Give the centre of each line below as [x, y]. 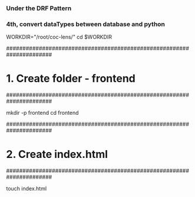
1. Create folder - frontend [71, 79]
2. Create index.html [57, 154]
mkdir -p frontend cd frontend [42, 113]
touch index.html [27, 189]
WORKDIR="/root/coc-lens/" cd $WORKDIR [59, 37]
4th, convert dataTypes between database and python [86, 24]
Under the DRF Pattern [39, 8]
